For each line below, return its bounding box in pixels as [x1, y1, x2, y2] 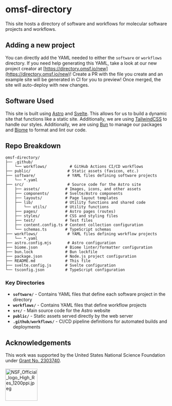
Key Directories [5, 279, 45, 286]
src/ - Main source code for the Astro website [12, 307, 110, 314]
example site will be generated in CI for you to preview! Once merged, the [5, 76, 161, 83]
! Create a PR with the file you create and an [70, 71, 163, 77]
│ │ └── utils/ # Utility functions [5, 204, 109, 210]
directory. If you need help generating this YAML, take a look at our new [5, 60, 158, 66]
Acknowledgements [5, 339, 71, 347]
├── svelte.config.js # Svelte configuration [5, 263, 116, 268]
